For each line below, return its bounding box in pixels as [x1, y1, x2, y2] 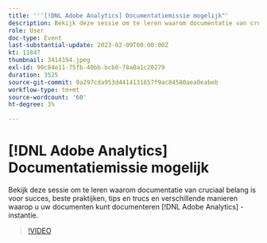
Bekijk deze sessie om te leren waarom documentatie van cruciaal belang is [8, 185, 257, 195]
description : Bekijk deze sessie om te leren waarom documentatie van [8, 19, 247, 27]
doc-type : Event [8, 33, 62, 42]
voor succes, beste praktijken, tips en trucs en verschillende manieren [8, 194, 238, 203]
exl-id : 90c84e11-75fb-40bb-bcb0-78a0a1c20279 [8, 64, 165, 72]
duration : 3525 [8, 71, 59, 79]
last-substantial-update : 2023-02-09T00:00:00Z [8, 41, 169, 49]
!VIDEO [27, 226, 52, 236]
